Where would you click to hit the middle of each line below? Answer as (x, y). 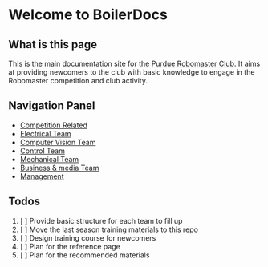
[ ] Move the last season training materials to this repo (109, 229)
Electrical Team (45, 133)
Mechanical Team (49, 159)
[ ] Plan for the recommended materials (85, 255)
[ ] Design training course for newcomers (88, 237)
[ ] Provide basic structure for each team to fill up (101, 220)
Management (42, 176)
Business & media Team (59, 168)
